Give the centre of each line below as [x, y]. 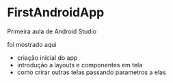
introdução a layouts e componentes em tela [80, 65]
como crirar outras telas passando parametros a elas [91, 72]
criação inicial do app [47, 57]
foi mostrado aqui [32, 44]
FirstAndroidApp [56, 13]
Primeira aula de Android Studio [52, 31]
